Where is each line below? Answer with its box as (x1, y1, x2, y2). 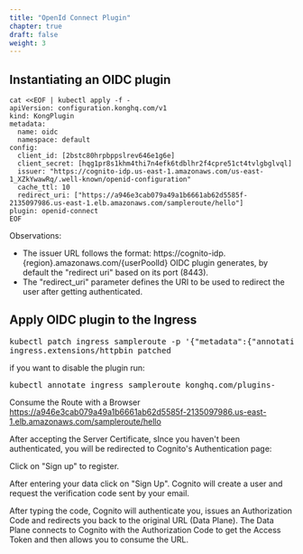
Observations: (9, 230, 62, 241)
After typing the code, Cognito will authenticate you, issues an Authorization (9, 505, 293, 516)
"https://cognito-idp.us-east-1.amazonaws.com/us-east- (49, 167, 264, 176)
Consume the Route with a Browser (9, 397, 141, 408)
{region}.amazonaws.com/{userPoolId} (22, 258, 169, 268)
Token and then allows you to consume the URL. (9, 534, 189, 545)
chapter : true (9, 22, 63, 31)
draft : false (9, 30, 59, 39)
